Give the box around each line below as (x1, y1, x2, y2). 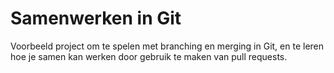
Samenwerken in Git (10, 7, 182, 30)
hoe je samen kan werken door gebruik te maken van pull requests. (10, 50, 288, 62)
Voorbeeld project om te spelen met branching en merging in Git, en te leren (10, 40, 325, 52)
